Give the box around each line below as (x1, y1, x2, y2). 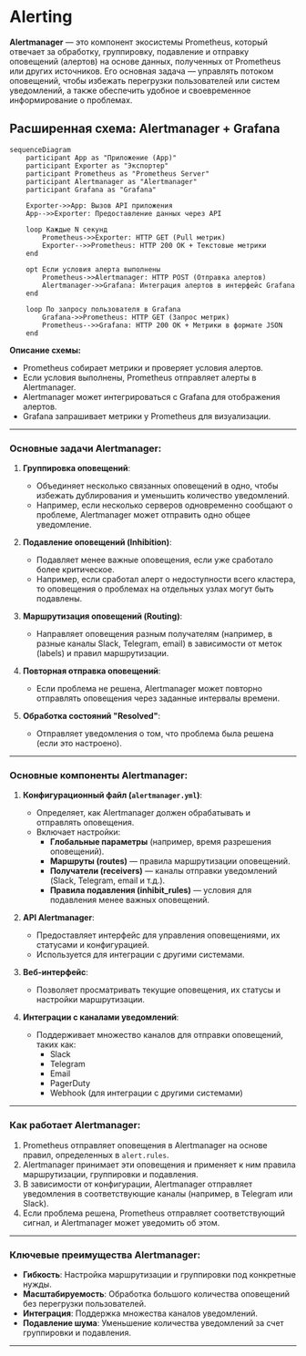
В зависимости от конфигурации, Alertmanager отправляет (22, 1178, 253, 1189)
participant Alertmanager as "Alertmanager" (25, 177, 198, 186)
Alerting (9, 6, 73, 27)
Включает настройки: (36, 827, 121, 837)
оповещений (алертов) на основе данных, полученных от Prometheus (9, 56, 281, 67)
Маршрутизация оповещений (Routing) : (22, 611, 183, 621)
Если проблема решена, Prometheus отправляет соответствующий (22, 1207, 285, 1218)
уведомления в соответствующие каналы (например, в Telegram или (22, 1187, 293, 1199)
